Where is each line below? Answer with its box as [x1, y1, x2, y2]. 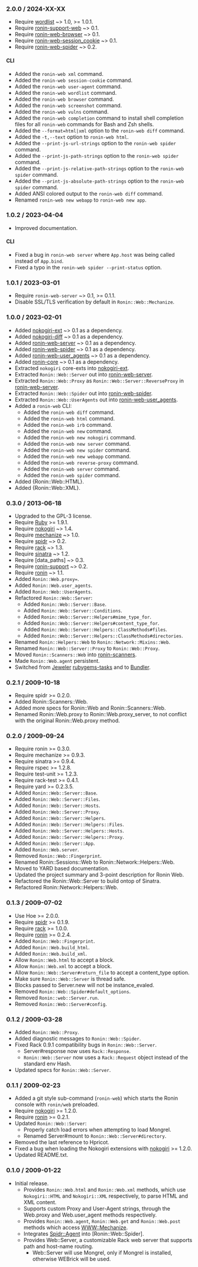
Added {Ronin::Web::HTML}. [14, 478, 85, 485]
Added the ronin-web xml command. [14, 70, 103, 77]
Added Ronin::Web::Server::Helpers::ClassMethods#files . [23, 625, 167, 633]
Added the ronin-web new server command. [23, 440, 131, 447]
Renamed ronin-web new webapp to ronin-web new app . [14, 196, 147, 203]
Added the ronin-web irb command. [23, 421, 112, 428]
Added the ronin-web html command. [23, 414, 115, 422]
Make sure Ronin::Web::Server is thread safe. [14, 975, 126, 982]
